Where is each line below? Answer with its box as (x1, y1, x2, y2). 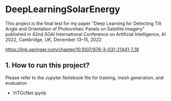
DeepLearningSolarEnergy (5, 4, 120, 15)
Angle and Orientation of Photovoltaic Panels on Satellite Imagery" (5, 25, 145, 31)
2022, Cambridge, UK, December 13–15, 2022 (5, 37, 102, 43)
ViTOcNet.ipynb (12, 90, 46, 96)
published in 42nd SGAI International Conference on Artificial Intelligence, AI (5, 31, 166, 37)
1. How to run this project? (5, 61, 90, 70)
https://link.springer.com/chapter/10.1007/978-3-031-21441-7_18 (5, 46, 139, 52)
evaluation (5, 80, 27, 86)
